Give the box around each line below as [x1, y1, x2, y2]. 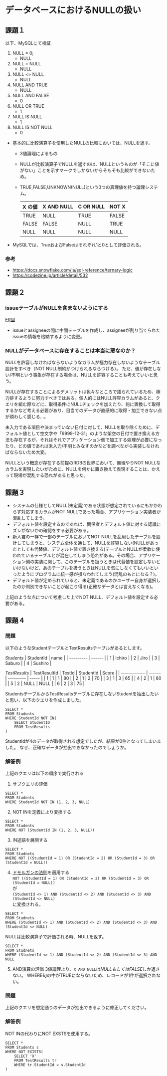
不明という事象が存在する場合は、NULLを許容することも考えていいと [11, 372, 154, 378]
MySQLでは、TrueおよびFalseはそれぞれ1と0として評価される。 [12, 242, 144, 247]
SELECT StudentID [14, 720, 50, 725]
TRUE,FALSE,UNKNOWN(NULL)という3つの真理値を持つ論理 [19, 184, 146, 190]
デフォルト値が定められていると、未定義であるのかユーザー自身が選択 [12, 577, 157, 584]
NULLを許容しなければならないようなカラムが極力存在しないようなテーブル [5, 360, 161, 366]
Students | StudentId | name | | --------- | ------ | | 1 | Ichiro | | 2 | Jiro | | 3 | [5, 654, 160, 661]
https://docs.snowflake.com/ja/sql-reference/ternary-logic [12, 267, 133, 273]
